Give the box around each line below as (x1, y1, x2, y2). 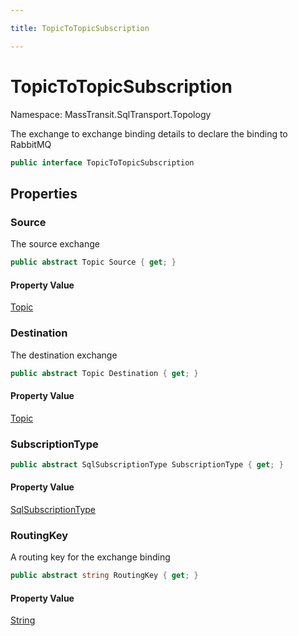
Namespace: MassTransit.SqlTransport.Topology (10, 108, 212, 120)
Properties (10, 185, 78, 202)
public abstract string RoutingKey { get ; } (10, 571, 199, 581)
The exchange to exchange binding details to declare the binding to (10, 127, 288, 140)
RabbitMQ (10, 138, 52, 150)
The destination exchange (10, 349, 118, 361)
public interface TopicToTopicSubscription (10, 157, 195, 168)
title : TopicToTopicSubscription (10, 23, 150, 33)
